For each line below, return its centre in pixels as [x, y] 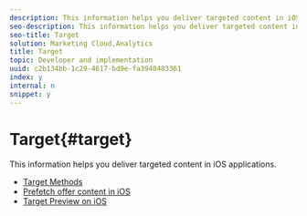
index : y [26, 77]
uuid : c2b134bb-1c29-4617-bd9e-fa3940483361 [95, 69]
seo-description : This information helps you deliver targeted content [148, 26]
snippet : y [30, 94]
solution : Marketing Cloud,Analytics [81, 43]
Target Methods [53, 182]
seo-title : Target [44, 35]
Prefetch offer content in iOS [76, 191]
